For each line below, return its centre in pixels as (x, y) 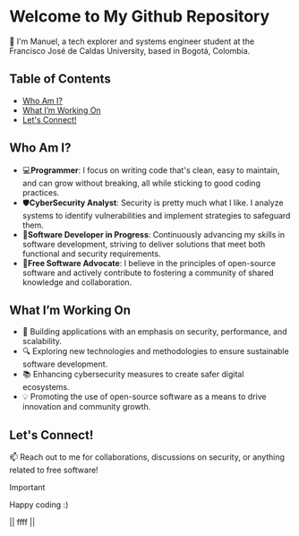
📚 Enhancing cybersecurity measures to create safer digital (133, 375)
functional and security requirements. (91, 254)
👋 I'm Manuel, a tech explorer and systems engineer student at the (132, 41)
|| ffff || (22, 523)
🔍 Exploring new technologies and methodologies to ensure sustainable (155, 351)
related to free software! (54, 470)
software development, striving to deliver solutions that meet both (144, 244)
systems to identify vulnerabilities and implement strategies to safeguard (156, 215)
